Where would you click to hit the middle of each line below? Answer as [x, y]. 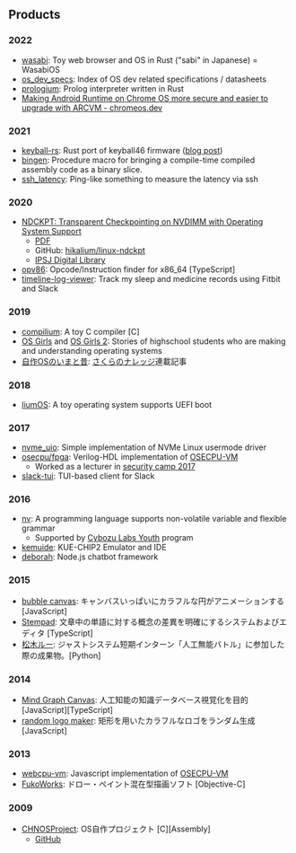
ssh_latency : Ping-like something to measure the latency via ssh [140, 179]
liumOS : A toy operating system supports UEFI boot [117, 404]
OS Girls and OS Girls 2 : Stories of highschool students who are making [153, 341]
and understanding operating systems [91, 350]
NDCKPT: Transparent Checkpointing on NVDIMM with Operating [142, 222]
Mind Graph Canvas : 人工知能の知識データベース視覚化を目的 [135, 700]
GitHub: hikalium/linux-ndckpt [90, 251]
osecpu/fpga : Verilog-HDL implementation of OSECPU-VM [130, 457]
